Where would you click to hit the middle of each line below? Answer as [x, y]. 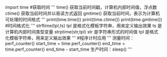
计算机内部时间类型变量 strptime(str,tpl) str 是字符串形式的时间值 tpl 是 [78, 32]
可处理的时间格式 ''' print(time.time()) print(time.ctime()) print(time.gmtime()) [84, 19]
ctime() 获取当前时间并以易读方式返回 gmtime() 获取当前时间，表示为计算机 [83, 13]
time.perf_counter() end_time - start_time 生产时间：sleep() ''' [69, 49]
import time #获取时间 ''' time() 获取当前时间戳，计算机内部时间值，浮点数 [81, 7]
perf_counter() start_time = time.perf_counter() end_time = [65, 43]
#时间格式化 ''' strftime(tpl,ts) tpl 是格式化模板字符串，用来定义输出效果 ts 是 [83, 26]
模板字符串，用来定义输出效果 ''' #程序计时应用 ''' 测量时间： [72, 38]
